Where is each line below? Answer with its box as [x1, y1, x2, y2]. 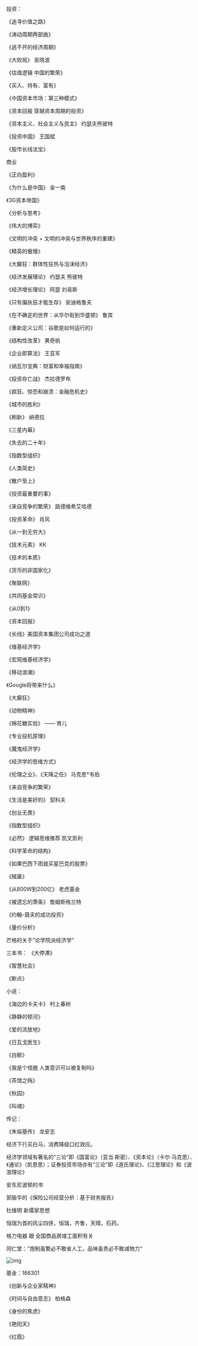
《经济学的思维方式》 [6, 758, 59, 765]
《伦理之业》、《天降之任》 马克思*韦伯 [6, 771, 100, 777]
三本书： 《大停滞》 [6, 949, 55, 956]
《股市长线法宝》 [6, 146, 49, 152]
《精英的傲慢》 [6, 248, 43, 255]
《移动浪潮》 [6, 669, 38, 675]
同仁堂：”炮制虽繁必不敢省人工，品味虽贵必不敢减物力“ [6, 1245, 143, 1252]
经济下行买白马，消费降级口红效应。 [6, 1141, 96, 1148]
